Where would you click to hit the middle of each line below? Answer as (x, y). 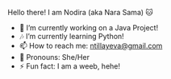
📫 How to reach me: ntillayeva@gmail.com (91, 45)
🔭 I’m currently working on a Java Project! (89, 28)
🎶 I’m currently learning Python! (71, 36)
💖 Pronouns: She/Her (54, 57)
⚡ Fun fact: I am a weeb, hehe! (70, 66)
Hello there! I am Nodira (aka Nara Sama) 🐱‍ (81, 12)
